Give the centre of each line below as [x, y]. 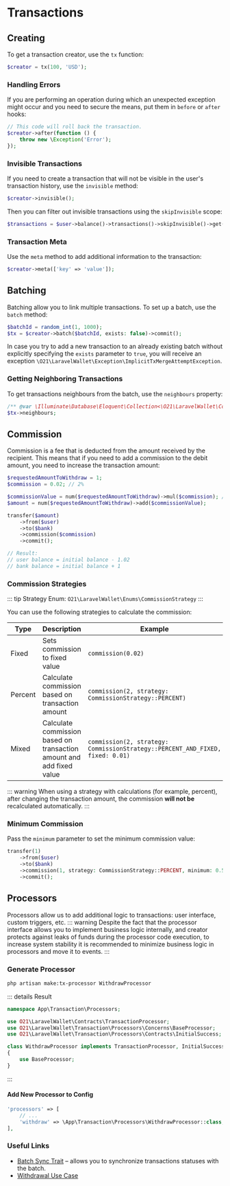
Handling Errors [34, 84]
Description [62, 629]
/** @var [20, 407]
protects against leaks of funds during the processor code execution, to [108, 937]
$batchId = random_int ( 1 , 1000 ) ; [55, 327]
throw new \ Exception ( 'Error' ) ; [65, 139]
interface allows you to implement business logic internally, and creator [107, 929]
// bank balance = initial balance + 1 [64, 566]
